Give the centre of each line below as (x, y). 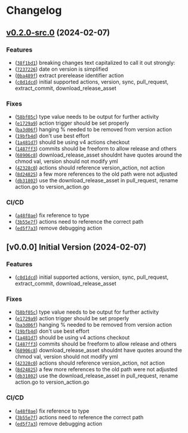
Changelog (34, 10)
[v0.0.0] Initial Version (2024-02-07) (76, 247)
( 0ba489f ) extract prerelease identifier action (69, 75)
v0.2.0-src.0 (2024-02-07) (58, 33)
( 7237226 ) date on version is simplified (61, 69)
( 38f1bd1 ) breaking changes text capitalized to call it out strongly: (95, 62)
